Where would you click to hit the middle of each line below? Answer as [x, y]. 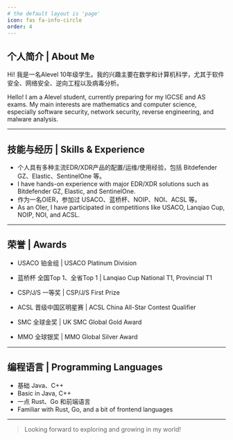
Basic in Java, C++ [44, 393]
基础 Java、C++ [40, 385]
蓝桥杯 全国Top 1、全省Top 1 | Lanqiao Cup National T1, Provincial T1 [115, 277]
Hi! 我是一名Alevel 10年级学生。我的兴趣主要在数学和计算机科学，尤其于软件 [116, 74]
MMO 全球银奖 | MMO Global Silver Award [77, 336]
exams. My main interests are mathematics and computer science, [102, 104]
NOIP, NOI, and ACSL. [49, 215]
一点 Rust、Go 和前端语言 [54, 401]
